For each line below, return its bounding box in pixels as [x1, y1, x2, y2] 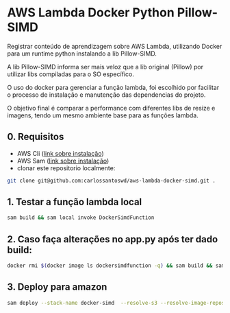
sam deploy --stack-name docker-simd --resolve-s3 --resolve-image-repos [7, 299, 225, 306]
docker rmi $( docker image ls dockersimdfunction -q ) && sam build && [7, 262, 213, 269]
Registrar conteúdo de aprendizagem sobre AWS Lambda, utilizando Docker [7, 42, 222, 50]
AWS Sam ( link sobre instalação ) [16, 156, 110, 165]
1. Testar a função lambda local [7, 196, 142, 208]
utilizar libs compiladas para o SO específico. [7, 70, 135, 78]
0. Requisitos [7, 131, 64, 143]
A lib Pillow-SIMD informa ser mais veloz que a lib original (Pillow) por [7, 62, 204, 71]
